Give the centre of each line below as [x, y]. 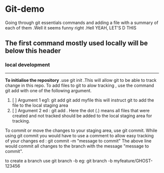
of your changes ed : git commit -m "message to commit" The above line [78, 141]
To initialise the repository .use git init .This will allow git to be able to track [81, 80]
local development [28, 65]
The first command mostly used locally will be [76, 43]
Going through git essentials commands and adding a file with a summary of [82, 23]
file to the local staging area [40, 105]
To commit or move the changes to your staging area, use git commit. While [81, 130]
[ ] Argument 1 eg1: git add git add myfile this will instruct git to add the [83, 100]
